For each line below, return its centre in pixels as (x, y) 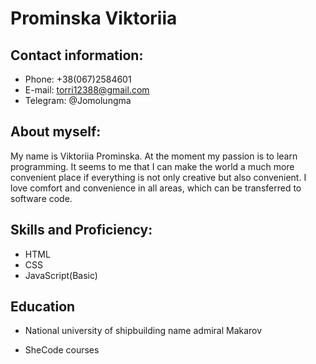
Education (43, 307)
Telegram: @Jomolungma (78, 100)
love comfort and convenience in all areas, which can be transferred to (156, 188)
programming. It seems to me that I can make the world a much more (152, 166)
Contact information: (77, 55)
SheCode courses (62, 350)
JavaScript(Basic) (61, 275)
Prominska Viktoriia (94, 18)
